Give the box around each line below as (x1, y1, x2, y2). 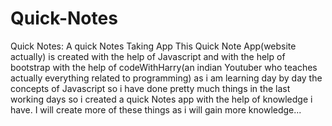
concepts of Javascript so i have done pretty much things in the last (10, 82, 291, 94)
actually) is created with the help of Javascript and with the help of (10, 50, 286, 62)
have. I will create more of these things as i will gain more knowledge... (10, 103, 302, 116)
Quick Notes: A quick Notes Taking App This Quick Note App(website (10, 40, 297, 52)
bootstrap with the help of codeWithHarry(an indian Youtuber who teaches (10, 61, 318, 73)
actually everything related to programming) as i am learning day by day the (10, 72, 323, 84)
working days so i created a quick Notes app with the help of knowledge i (10, 93, 313, 105)
